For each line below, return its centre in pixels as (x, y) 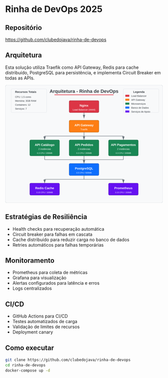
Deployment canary (33, 332)
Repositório (24, 28)
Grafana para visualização (39, 278)
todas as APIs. (20, 78)
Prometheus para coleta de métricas (50, 273)
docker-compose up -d (28, 371)
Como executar (29, 348)
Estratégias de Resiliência (46, 217)
